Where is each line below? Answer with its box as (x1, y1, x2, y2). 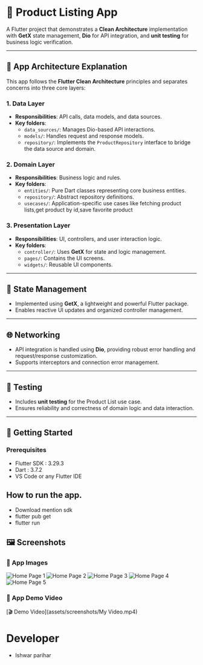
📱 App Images (6, 558, 48, 567)
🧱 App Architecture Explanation (6, 62, 128, 72)
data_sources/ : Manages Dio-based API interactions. (24, 126, 156, 133)
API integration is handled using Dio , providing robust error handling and (14, 346, 196, 353)
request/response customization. (14, 352, 98, 360)
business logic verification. (6, 38, 74, 45)
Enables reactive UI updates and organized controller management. (14, 306, 183, 314)
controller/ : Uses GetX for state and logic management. (24, 248, 167, 255)
